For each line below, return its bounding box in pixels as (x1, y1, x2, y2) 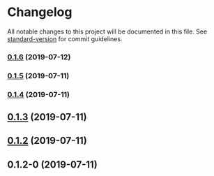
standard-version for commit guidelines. (7, 34, 123, 43)
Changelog (7, 4, 72, 20)
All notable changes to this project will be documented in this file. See (7, 27, 208, 36)
